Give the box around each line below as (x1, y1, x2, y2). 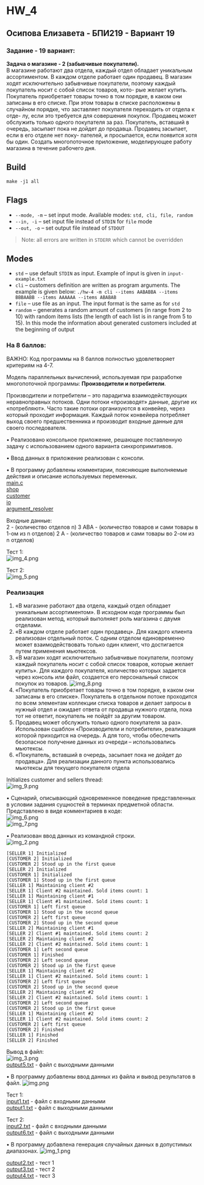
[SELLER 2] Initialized (6, 866, 67, 872)
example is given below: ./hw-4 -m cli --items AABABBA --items (15, 288, 178, 295)
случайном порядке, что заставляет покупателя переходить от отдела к (6, 105, 195, 113)
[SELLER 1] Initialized (6, 850, 67, 857)
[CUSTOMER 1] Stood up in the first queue (6, 877, 116, 883)
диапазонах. (6, 1147, 38, 1154)
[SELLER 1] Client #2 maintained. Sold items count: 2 (6, 1016, 149, 1022)
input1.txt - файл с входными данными (6, 1097, 106, 1105)
